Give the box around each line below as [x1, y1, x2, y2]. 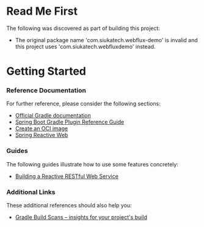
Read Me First [6, 4, 78, 18]
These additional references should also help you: [6, 202, 133, 209]
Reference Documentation [6, 86, 87, 95]
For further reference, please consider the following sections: [6, 100, 161, 108]
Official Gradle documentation [15, 112, 92, 119]
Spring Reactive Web [15, 132, 68, 139]
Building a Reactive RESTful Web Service [15, 173, 119, 180]
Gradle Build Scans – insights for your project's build [15, 214, 148, 221]
